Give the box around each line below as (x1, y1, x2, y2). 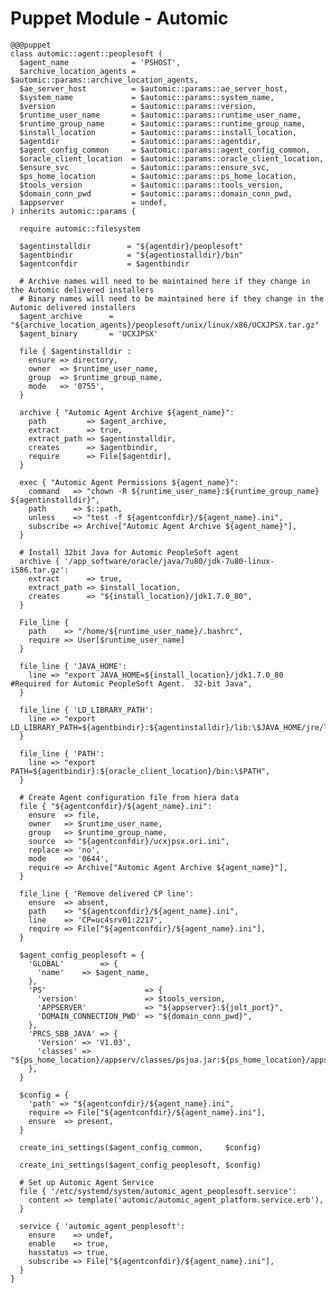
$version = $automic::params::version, (19, 101, 257, 111)
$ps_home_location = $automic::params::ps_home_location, (19, 171, 298, 181)
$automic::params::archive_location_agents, (10, 75, 199, 85)
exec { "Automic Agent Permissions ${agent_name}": (19, 477, 240, 487)
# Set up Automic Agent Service (19, 1177, 155, 1187)
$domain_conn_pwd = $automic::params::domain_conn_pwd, (19, 188, 293, 199)
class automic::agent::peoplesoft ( (10, 48, 163, 59)
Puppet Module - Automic (10, 7, 229, 30)
